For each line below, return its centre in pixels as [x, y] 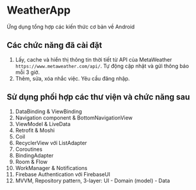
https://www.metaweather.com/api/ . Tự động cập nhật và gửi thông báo [102, 66]
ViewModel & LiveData [43, 124]
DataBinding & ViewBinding [49, 111]
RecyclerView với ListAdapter [51, 143]
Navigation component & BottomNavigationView [74, 117]
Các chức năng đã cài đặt [54, 45]
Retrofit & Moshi [35, 130]
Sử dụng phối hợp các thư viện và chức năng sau [98, 97]
